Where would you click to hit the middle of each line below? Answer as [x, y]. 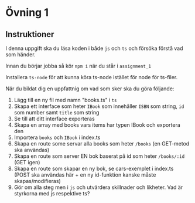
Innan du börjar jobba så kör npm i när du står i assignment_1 [78, 66]
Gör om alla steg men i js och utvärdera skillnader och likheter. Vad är [98, 187]
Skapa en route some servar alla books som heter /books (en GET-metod [102, 143]
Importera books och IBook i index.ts [57, 137]
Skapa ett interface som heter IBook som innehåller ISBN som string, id [99, 106]
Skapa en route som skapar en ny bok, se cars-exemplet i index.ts [94, 168]
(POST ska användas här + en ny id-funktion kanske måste [85, 175]
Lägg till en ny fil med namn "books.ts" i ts [65, 100]
